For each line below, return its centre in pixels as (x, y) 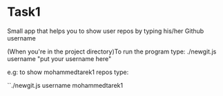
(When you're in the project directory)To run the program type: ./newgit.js (112, 51)
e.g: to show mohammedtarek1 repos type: (68, 72)
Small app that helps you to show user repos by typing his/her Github (106, 31)
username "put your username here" (59, 58)
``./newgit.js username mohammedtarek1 (65, 85)
